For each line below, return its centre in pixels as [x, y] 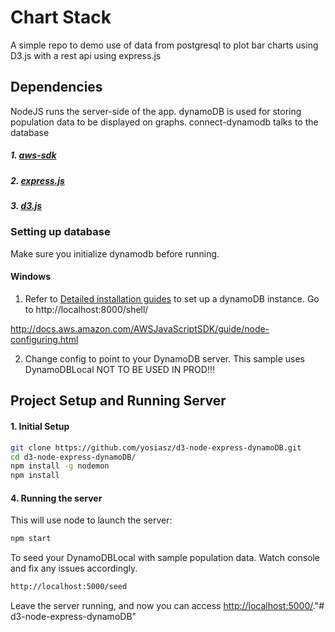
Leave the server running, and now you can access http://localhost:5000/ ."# [167, 606]
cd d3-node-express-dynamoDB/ [73, 457]
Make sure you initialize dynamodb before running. [115, 253]
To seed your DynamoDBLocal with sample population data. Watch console [165, 558]
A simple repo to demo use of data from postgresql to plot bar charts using [164, 45]
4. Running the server [56, 498]
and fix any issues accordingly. [74, 568]
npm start [31, 539]
